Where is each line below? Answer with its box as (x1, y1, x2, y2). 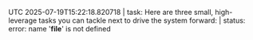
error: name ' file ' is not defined (8, 24, 112, 33)
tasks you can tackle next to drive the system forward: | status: (38, 16, 246, 25)
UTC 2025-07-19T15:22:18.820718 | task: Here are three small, (8, 8, 214, 16)
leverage (8, 16, 38, 25)
